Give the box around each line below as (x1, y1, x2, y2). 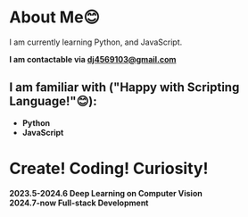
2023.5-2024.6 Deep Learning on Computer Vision (9, 188, 203, 198)
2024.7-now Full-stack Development (9, 197, 149, 208)
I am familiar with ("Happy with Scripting (9, 79, 240, 96)
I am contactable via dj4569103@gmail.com (9, 54, 177, 64)
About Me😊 (9, 7, 100, 28)
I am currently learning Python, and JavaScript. (9, 37, 183, 47)
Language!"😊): (9, 94, 97, 109)
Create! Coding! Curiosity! (9, 158, 209, 179)
